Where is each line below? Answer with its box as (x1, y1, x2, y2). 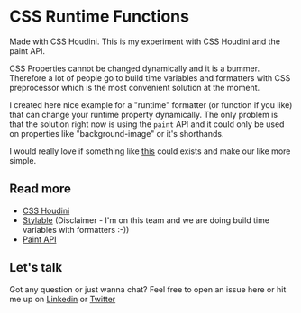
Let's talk (9, 260, 63, 275)
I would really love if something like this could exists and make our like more (9, 146, 291, 156)
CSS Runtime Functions (9, 6, 189, 27)
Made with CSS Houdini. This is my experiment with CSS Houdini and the (9, 36, 281, 47)
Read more (9, 182, 72, 197)
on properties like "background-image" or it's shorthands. (9, 128, 224, 139)
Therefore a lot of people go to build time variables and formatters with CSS (9, 72, 291, 83)
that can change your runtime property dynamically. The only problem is (9, 109, 278, 120)
